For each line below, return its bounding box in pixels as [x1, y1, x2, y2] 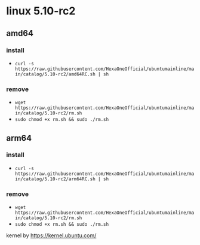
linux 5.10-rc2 [6, 4, 76, 18]
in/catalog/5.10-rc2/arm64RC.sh [14, 176, 96, 182]
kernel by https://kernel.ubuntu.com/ [6, 232, 97, 239]
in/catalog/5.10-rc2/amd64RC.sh [14, 71, 96, 77]
